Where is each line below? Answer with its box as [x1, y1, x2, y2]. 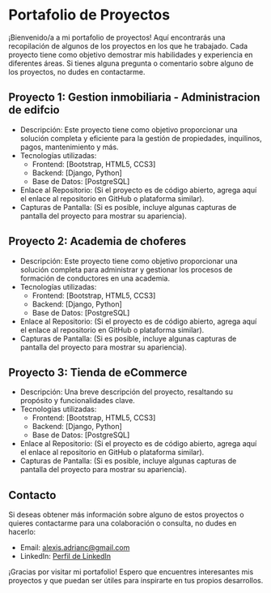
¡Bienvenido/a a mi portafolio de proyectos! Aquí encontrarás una [8, 32, 226, 42]
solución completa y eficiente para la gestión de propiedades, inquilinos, [19, 133, 263, 143]
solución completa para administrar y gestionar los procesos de [19, 264, 233, 274]
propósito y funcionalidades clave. [19, 396, 135, 406]
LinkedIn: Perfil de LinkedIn [19, 552, 112, 561]
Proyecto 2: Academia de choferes [8, 234, 187, 248]
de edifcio [8, 103, 60, 117]
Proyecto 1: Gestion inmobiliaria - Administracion [8, 91, 260, 105]
